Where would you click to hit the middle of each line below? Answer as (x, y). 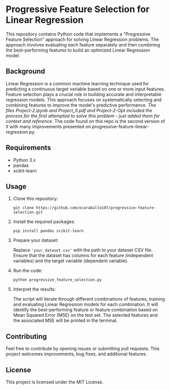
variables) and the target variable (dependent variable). (71, 261)
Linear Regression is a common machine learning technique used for (77, 83)
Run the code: (28, 271)
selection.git (28, 212)
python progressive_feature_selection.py (57, 280)
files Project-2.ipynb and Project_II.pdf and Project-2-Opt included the (79, 110)
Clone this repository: (35, 199)
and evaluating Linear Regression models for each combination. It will (86, 305)
